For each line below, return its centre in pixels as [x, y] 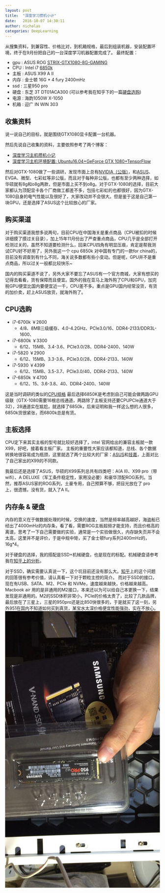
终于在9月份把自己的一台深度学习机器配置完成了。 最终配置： [76, 53]
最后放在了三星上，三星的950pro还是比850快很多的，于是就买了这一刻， [79, 602]
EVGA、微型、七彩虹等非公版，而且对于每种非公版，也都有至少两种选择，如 [82, 178]
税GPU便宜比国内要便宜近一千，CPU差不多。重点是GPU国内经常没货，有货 [81, 286]
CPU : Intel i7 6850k [32, 68]
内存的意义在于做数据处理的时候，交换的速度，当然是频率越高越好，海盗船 [80, 519]
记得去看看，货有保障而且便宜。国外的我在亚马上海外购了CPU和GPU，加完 [81, 280]
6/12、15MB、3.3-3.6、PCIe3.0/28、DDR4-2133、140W [76, 359]
